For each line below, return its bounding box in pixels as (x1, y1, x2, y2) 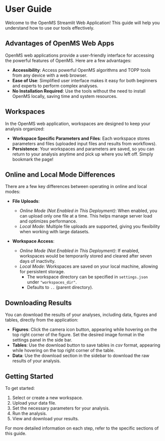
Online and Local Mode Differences (5, 170, 116, 179)
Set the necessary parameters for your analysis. (12, 405, 110, 411)
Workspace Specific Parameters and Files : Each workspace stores (12, 135, 150, 141)
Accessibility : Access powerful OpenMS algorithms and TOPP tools (12, 67, 151, 73)
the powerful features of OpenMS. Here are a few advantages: (5, 58, 132, 63)
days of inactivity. (19, 258, 56, 264)
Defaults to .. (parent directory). (27, 284, 94, 290)
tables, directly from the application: (5, 317, 79, 323)
